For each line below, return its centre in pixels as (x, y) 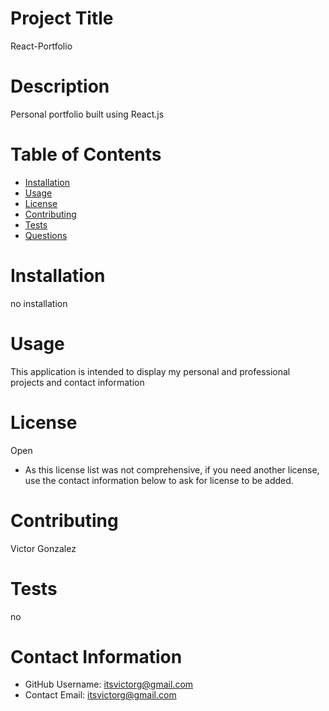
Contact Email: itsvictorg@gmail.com (100, 695)
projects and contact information (77, 382)
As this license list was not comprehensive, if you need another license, (172, 469)
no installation (39, 303)
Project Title (62, 18)
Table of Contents (86, 154)
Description (60, 86)
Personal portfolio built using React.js (87, 114)
